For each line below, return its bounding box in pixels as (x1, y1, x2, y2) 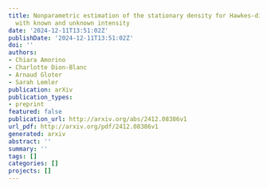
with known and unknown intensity (15, 19, 130, 27)
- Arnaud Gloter (8, 71, 62, 79)
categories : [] (8, 160, 59, 168)
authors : (8, 49, 37, 56)
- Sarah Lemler (8, 78, 59, 86)
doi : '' (8, 41, 34, 49)
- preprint (8, 100, 45, 108)
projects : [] (8, 167, 52, 175)
